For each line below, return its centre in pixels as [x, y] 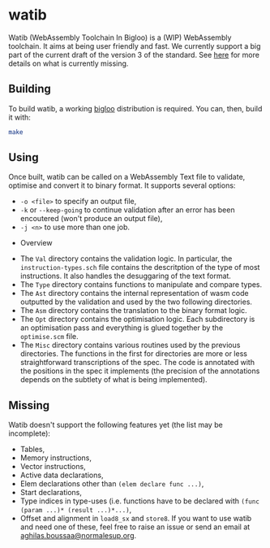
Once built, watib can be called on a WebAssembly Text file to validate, [127, 177]
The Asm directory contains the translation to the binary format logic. [133, 311]
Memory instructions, [56, 458]
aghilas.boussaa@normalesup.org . [78, 536]
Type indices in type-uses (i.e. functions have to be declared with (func [139, 501]
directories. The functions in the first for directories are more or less [133, 354]
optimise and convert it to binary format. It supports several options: [122, 185]
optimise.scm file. [49, 337]
